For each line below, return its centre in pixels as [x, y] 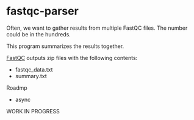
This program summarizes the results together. [65, 46]
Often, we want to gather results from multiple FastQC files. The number [97, 28]
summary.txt [31, 76]
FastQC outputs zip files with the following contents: [72, 58]
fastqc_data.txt [34, 69]
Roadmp [17, 88]
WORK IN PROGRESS [33, 111]
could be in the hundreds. [39, 34]
